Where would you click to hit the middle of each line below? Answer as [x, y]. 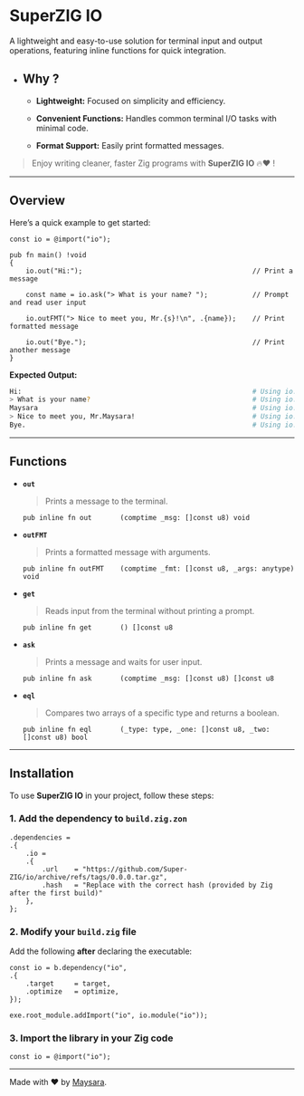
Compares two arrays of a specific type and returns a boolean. [162, 713]
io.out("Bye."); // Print [155, 342]
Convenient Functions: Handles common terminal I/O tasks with [157, 118]
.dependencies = [40, 837]
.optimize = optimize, [72, 992]
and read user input [48, 303]
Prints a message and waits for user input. [123, 661]
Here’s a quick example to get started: [80, 222]
